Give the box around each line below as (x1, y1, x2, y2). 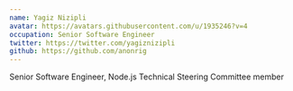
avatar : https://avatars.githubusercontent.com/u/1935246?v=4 (9, 22, 248, 31)
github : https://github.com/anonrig (9, 47, 147, 56)
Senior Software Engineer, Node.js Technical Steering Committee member (9, 71, 285, 82)
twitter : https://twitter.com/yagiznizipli (9, 38, 176, 48)
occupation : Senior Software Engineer (9, 30, 155, 39)
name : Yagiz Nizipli (9, 13, 87, 23)
